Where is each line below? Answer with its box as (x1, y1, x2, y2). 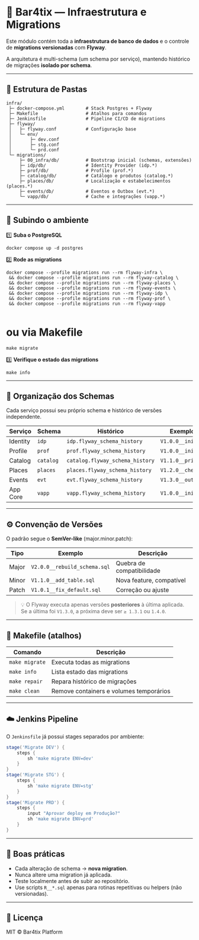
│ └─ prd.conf (8, 146, 60, 153)
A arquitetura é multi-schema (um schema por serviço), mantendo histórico (6, 55, 191, 62)
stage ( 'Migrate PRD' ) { (6, 799, 65, 805)
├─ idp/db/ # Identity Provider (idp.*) (19, 162, 158, 168)
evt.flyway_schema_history (66, 477, 143, 483)
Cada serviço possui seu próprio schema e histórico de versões (6, 407, 162, 414)
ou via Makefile (6, 326, 83, 339)
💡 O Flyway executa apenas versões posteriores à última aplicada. (20, 601, 185, 608)
